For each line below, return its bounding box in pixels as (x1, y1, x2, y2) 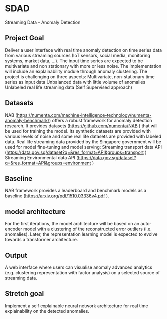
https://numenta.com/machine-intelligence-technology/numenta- (17, 112, 152, 118)
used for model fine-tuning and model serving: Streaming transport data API (5, 144, 162, 150)
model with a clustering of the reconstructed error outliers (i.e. (23, 226, 152, 232)
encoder (5, 226, 22, 232)
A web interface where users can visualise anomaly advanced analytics (5, 264, 152, 270)
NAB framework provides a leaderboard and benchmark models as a (5, 188, 146, 194)
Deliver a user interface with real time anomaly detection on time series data (5, 47, 162, 53)
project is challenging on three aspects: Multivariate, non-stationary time (5, 73, 155, 80)
